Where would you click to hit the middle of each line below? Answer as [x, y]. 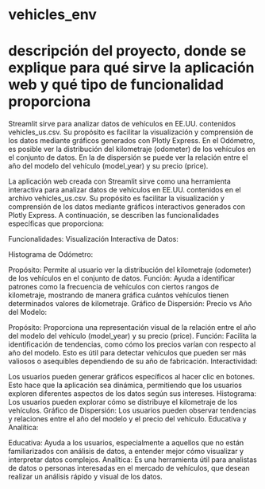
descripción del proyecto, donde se [127, 51]
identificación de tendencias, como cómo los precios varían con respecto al [132, 344]
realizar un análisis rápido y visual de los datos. [85, 477]
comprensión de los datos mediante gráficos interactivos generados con [127, 207]
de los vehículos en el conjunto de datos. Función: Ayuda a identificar [122, 278]
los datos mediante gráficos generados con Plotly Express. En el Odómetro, [132, 141]
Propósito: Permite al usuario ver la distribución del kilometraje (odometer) [130, 270]
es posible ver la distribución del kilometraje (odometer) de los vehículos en [132, 149]
